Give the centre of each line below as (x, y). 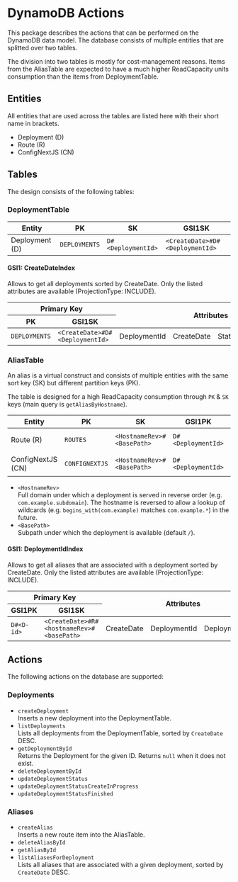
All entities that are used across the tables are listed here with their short (113, 115)
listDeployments (41, 726)
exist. (25, 763)
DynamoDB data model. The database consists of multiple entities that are (116, 40)
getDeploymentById (45, 749)
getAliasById (37, 850)
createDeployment (43, 711)
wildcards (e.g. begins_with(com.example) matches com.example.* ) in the (123, 510)
